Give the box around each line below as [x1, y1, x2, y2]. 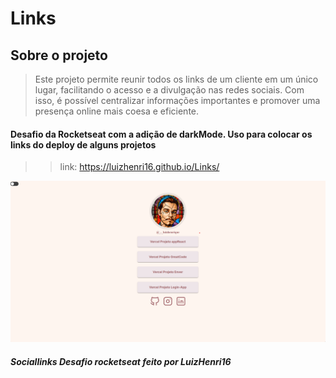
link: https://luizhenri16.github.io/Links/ [59, 161, 220, 173]
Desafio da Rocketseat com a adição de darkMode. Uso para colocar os [10, 128, 313, 140]
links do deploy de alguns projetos [10, 138, 157, 151]
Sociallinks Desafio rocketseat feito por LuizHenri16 [10, 355, 232, 367]
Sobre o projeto [10, 47, 108, 64]
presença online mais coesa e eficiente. [34, 105, 200, 117]
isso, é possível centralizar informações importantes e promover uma [34, 95, 321, 106]
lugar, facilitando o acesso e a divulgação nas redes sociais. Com [34, 84, 305, 96]
